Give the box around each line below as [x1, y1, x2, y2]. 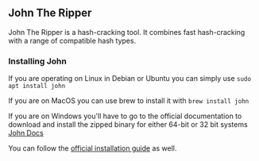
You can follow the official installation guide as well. [8, 144, 177, 153]
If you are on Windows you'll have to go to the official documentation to [8, 111, 242, 121]
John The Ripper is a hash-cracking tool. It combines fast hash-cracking [8, 27, 245, 36]
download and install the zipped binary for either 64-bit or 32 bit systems [8, 120, 248, 129]
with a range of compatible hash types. [8, 36, 137, 45]
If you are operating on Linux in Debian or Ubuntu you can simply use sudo [8, 74, 252, 83]
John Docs [8, 128, 44, 138]
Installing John [8, 56, 68, 67]
